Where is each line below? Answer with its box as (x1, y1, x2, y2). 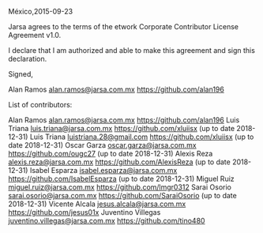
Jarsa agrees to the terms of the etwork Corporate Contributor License (8, 22, 239, 31)
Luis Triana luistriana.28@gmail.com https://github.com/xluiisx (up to (29, 132, 254, 141)
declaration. (8, 54, 47, 63)
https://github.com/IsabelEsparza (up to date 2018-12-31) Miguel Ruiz (8, 174, 235, 183)
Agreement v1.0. (8, 31, 62, 39)
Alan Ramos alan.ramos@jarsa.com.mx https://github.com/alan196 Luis (8, 115, 240, 125)
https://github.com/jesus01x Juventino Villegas (8, 208, 161, 216)
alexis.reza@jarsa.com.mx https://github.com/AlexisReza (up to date (8, 157, 231, 167)
